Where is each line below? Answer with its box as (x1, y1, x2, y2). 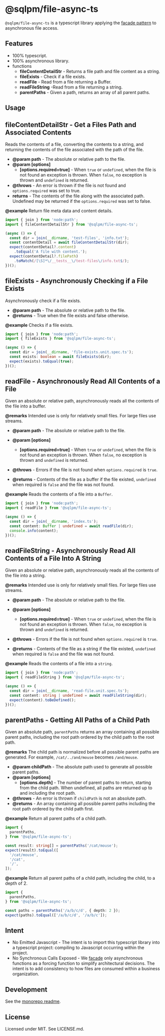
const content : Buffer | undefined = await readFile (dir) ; (9, 523, 134, 529)
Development (5, 985, 48, 993)
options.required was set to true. (12, 187, 81, 193)
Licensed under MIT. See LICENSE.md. (5, 1026, 84, 1032)
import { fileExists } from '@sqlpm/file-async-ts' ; (5, 336, 116, 341)
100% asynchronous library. (12, 58, 70, 64)
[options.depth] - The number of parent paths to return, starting (19, 780, 152, 786)
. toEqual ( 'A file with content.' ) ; (14, 249, 87, 254)
